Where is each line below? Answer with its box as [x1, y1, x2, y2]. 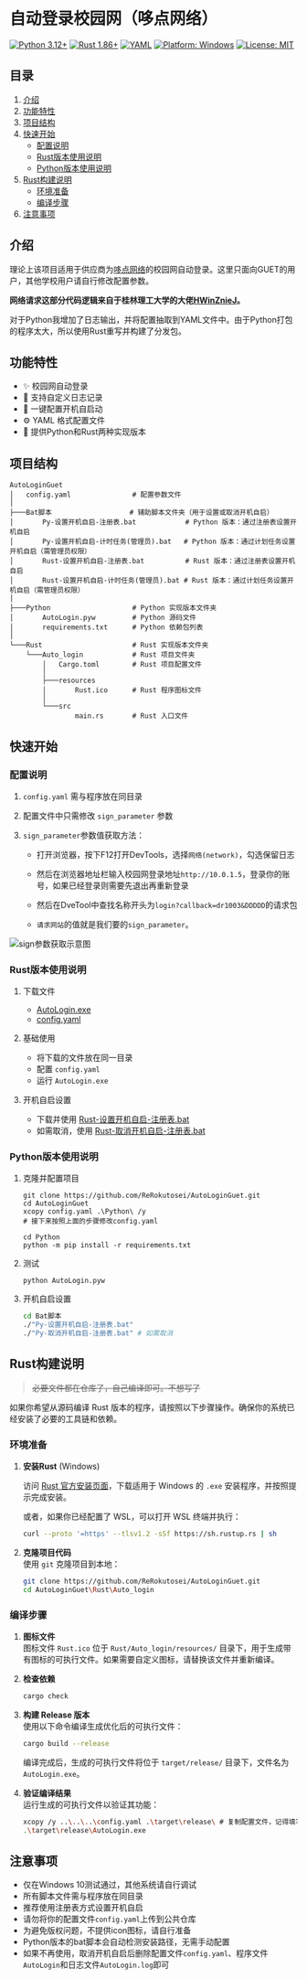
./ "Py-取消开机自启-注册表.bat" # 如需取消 [22, 1329, 174, 1338]
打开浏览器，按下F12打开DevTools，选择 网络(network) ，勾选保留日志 [36, 849, 295, 860]
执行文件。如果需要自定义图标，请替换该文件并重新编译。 [62, 1654, 280, 1665]
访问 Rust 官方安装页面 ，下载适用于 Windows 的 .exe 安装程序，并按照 [22, 1481, 290, 1492]
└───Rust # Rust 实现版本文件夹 [9, 641, 209, 650]
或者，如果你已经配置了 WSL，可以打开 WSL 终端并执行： [22, 1511, 241, 1523]
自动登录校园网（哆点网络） [9, 8, 218, 29]
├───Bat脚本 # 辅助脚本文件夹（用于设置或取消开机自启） [9, 508, 274, 518]
